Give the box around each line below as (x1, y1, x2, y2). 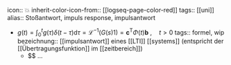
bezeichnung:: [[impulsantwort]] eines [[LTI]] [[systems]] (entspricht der (17, 37, 224, 46)
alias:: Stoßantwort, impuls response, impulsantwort (7, 14, 156, 21)
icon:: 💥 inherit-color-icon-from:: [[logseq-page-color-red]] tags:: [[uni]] (7, 6, 215, 14)
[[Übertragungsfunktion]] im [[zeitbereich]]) (17, 44, 144, 53)
